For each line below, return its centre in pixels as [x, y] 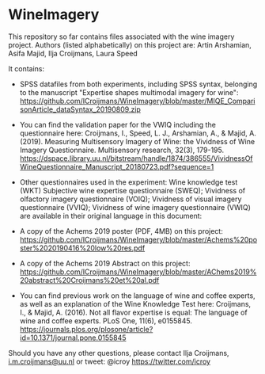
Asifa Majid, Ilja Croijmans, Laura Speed [73, 53]
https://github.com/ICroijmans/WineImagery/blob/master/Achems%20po [138, 239]
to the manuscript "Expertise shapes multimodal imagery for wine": [129, 92]
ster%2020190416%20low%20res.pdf [82, 248]
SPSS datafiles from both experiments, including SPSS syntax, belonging [138, 84]
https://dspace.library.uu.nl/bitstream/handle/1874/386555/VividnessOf [136, 158]
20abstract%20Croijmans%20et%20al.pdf [89, 280]
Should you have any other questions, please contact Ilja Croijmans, [119, 353]
